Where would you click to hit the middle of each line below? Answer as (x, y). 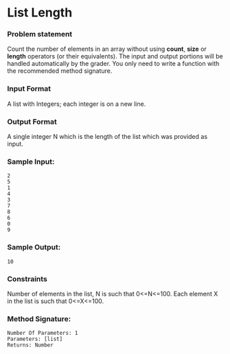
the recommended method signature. (60, 71)
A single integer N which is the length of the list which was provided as (107, 137)
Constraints (27, 278)
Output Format (32, 122)
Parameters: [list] (35, 339)
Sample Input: (31, 162)
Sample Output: (34, 247)
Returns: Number (30, 345)
